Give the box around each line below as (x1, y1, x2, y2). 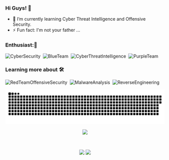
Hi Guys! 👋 (5, 5, 32, 12)
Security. (12, 21, 32, 27)
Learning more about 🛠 (5, 66, 64, 73)
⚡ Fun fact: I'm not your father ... (12, 27, 80, 33)
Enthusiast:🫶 (5, 41, 37, 48)
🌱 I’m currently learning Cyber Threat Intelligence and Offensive (12, 16, 146, 22)
